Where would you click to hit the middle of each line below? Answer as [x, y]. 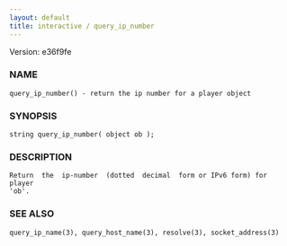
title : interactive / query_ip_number [82, 26]
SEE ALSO [32, 214]
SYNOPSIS [33, 116]
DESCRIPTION [41, 157]
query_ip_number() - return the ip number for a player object [130, 93]
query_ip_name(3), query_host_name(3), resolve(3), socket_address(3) [144, 233]
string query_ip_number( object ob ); [82, 135]
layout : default [40, 18]
